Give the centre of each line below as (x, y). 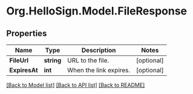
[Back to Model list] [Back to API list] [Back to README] (76, 85)
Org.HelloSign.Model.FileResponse (97, 11)
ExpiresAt (24, 70)
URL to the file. (88, 60)
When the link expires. (99, 70)
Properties (27, 33)
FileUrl (19, 60)
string (53, 60)
